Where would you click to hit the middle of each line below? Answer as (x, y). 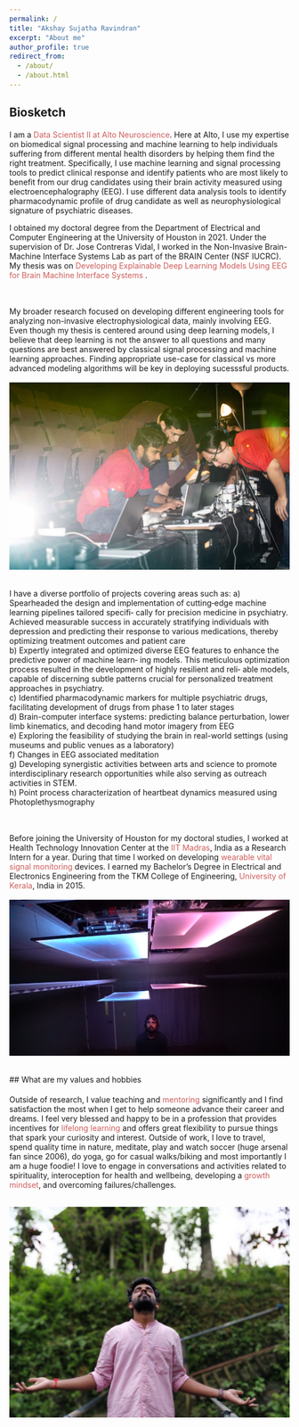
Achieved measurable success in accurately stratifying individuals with (139, 622)
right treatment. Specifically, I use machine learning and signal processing (145, 163)
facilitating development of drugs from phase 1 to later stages (122, 707)
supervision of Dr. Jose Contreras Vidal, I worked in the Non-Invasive (136, 246)
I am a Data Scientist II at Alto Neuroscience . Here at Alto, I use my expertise (149, 135)
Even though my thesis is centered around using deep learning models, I (142, 330)
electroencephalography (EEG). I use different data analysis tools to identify (148, 191)
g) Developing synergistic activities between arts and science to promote (143, 763)
